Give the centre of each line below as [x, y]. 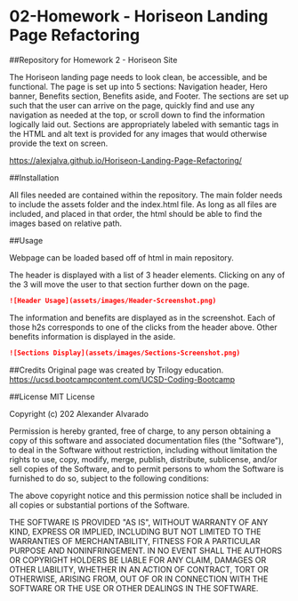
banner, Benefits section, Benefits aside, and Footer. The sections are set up [149, 96]
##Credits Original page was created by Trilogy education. [117, 370]
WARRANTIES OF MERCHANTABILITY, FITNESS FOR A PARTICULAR [135, 541]
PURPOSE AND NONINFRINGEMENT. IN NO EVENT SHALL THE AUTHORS [146, 550]
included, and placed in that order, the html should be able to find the [136, 213]
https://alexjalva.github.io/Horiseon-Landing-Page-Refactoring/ [126, 160]
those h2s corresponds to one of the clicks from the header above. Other [143, 327]
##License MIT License [52, 397]
